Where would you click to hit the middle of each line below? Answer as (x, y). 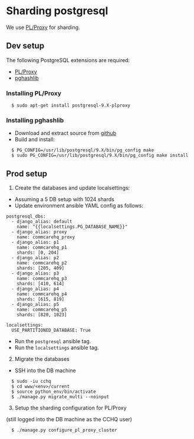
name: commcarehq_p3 (42, 279)
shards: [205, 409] (41, 268)
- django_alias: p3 (35, 273)
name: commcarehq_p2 (42, 263)
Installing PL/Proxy (34, 93)
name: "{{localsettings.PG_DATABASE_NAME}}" (72, 227)
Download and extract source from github (65, 133)
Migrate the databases (42, 359)
